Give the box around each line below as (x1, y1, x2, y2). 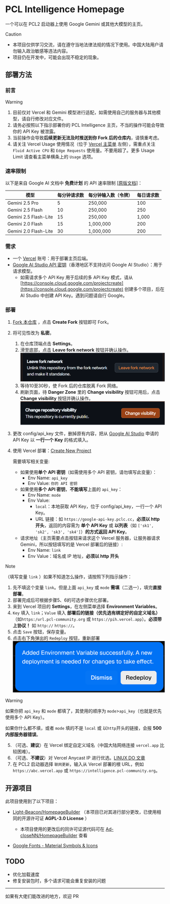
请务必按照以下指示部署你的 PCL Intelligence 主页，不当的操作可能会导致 (12, 122, 164, 128)
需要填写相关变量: (12, 458, 50, 464)
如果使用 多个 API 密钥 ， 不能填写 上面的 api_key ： (20, 486, 122, 492)
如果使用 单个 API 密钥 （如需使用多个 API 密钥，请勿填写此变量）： (20, 469, 157, 475)
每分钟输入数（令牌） (88, 192, 133, 198)
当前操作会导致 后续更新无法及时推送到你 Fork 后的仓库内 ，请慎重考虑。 (12, 134, 162, 140)
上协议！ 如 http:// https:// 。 (12, 622, 77, 628)
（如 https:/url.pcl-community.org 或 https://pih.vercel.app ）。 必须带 (12, 616, 162, 622)
